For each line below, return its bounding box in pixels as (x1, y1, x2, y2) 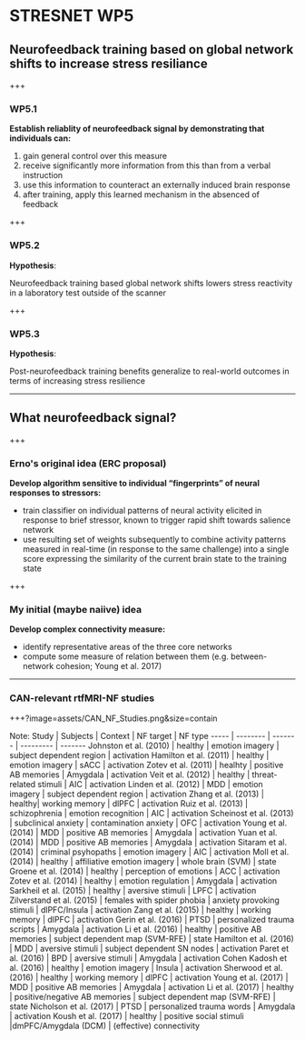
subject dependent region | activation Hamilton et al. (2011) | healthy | (9, 749, 270, 760)
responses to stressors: (9, 487, 102, 498)
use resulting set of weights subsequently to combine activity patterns (22, 534, 287, 545)
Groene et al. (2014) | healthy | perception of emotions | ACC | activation (9, 865, 280, 876)
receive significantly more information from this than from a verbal (22, 160, 271, 171)
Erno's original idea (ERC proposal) (9, 456, 167, 469)
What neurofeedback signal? (9, 410, 177, 425)
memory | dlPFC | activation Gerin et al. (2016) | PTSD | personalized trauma (9, 914, 295, 925)
